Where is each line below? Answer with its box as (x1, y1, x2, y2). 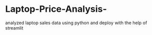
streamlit (5, 25, 24, 31)
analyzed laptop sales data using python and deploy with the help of (5, 20, 147, 26)
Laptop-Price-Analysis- (5, 3, 107, 15)
